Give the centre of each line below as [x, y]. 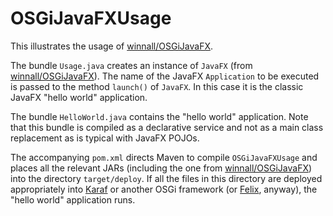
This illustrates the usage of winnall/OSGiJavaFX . [111, 46]
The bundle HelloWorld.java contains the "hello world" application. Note [159, 116]
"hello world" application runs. [73, 199]
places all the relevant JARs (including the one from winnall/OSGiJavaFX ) [161, 168]
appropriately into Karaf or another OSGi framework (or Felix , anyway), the [164, 189]
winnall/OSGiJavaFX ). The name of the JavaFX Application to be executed [165, 76]
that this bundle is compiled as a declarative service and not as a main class [167, 127]
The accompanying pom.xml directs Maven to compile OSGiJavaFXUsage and [164, 157]
